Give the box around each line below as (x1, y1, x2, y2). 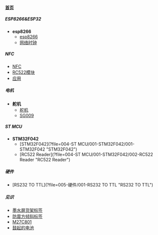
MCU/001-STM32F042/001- (78, 141, 135, 147)
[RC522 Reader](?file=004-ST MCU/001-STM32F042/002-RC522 (19, 152, 154, 157)
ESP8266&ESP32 (5, 16, 42, 22)
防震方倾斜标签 (12, 213, 43, 219)
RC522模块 (12, 69, 35, 75)
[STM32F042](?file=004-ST (19, 141, 77, 147)
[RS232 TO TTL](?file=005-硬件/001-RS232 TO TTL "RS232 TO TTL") (12, 182, 154, 188)
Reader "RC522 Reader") (19, 157, 71, 163)
